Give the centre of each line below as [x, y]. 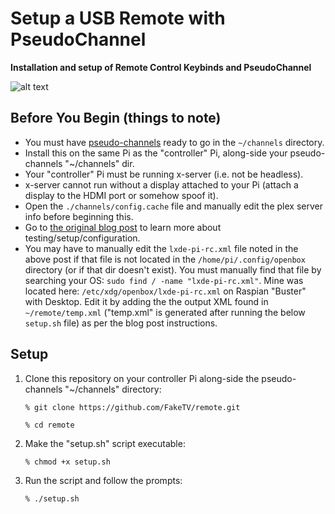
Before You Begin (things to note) [116, 118]
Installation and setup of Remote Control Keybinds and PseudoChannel [161, 67]
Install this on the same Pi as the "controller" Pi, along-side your [156, 153]
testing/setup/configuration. [82, 238]
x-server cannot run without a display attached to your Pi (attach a [161, 184]
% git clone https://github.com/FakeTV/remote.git [132, 407]
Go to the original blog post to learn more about [123, 227]
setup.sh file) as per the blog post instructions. [121, 323]
